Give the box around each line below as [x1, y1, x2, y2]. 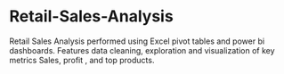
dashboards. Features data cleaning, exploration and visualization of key [9, 45, 275, 55]
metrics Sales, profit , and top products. [9, 54, 155, 65]
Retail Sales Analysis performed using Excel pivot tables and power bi [9, 36, 265, 46]
